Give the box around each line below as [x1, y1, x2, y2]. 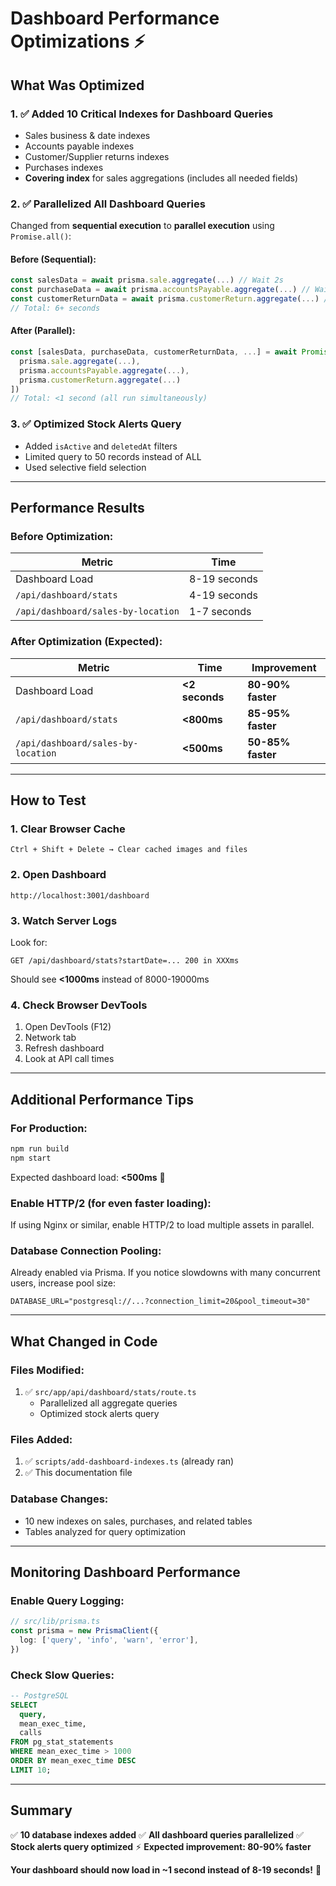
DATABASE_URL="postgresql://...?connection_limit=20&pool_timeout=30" [10, 1297, 311, 1307]
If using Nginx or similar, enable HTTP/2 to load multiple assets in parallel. [10, 1218, 315, 1231]
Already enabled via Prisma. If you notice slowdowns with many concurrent [10, 1267, 321, 1279]
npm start [10, 1153, 52, 1163]
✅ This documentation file [24, 1467, 133, 1479]
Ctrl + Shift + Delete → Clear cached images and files [10, 845, 248, 855]
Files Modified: [10, 1363, 85, 1377]
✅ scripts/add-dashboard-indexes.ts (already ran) [24, 1455, 235, 1467]
